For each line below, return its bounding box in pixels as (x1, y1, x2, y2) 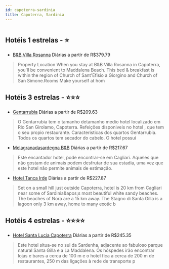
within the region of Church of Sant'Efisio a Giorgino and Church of (17, 72, 158, 78)
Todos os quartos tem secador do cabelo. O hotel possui (17, 135, 137, 141)
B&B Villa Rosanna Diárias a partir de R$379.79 (12, 52, 110, 58)
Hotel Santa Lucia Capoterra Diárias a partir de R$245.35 (12, 232, 132, 238)
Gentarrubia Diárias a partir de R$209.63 (12, 109, 98, 115)
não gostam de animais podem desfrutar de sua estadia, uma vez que (17, 160, 163, 166)
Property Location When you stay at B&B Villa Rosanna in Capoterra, (17, 62, 161, 68)
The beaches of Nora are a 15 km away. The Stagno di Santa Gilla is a (17, 196, 163, 202)
